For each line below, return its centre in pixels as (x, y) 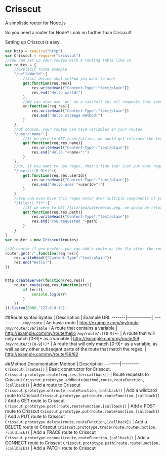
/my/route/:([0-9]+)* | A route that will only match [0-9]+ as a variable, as (82, 344)
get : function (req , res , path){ (53, 212)
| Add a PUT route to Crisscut (35, 416)
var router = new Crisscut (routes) (42, 240)
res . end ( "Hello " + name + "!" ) (61, 152)
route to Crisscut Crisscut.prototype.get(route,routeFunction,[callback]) (83, 396)
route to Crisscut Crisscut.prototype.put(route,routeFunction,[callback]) (83, 411)
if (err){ (33, 290)
